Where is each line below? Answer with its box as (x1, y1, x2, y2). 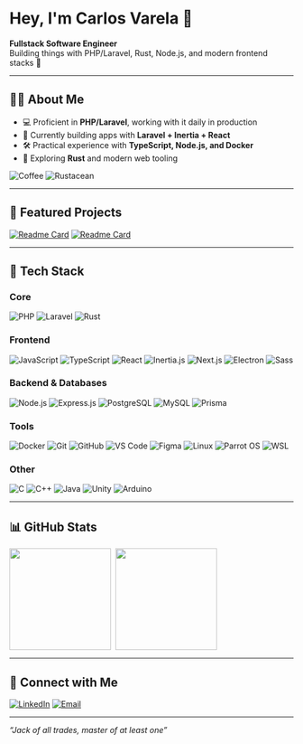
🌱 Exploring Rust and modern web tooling (22, 153, 179, 164)
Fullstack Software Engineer (9, 38, 118, 49)
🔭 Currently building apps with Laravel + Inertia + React (22, 129, 231, 140)
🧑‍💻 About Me (9, 92, 85, 108)
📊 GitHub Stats (9, 519, 97, 534)
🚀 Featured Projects (9, 205, 123, 221)
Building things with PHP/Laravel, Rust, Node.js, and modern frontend (9, 47, 268, 58)
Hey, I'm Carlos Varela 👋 (9, 8, 194, 29)
